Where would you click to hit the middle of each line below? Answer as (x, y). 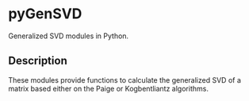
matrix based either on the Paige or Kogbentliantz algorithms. (108, 88)
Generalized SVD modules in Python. (69, 36)
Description (38, 61)
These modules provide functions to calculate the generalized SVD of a (125, 80)
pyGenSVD (45, 14)
